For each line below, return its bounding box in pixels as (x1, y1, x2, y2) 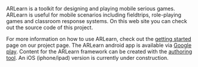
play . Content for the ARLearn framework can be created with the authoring (6, 48, 193, 55)
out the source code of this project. (6, 24, 93, 31)
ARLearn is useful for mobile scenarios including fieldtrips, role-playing (6, 11, 181, 18)
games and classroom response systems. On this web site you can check (6, 18, 187, 24)
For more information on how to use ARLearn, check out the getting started (6, 36, 191, 42)
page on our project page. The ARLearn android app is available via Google (6, 42, 192, 49)
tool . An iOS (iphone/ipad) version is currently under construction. (6, 55, 169, 61)
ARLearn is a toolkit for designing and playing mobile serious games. (6, 5, 175, 12)
